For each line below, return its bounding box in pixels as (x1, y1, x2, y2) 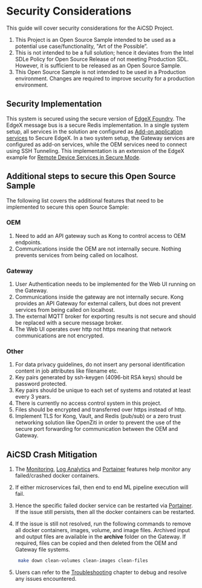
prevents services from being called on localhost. (15, 251, 138, 259)
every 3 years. (15, 393, 51, 400)
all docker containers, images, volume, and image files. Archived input (15, 527, 191, 534)
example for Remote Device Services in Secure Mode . (6, 154, 141, 161)
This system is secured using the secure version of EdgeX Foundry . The (6, 115, 186, 122)
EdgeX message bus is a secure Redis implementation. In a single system (6, 121, 189, 129)
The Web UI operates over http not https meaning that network (15, 326, 172, 333)
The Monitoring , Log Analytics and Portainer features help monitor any (15, 465, 191, 473)
